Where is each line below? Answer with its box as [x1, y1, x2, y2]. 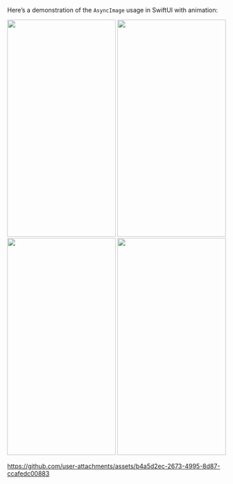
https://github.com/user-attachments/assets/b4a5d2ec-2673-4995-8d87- [7, 462, 221, 470]
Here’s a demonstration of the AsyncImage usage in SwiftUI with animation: [7, 6, 218, 14]
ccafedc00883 [7, 469, 50, 478]
